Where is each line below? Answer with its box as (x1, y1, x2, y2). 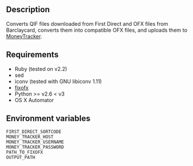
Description (6, 5, 50, 15)
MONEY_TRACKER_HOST (6, 134, 54, 140)
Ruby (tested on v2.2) (14, 65, 67, 72)
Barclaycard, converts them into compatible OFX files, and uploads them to (6, 26, 188, 33)
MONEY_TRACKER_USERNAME (6, 139, 65, 145)
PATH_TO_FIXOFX (6, 150, 43, 155)
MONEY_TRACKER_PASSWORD (6, 144, 65, 150)
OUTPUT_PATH (6, 155, 35, 161)
